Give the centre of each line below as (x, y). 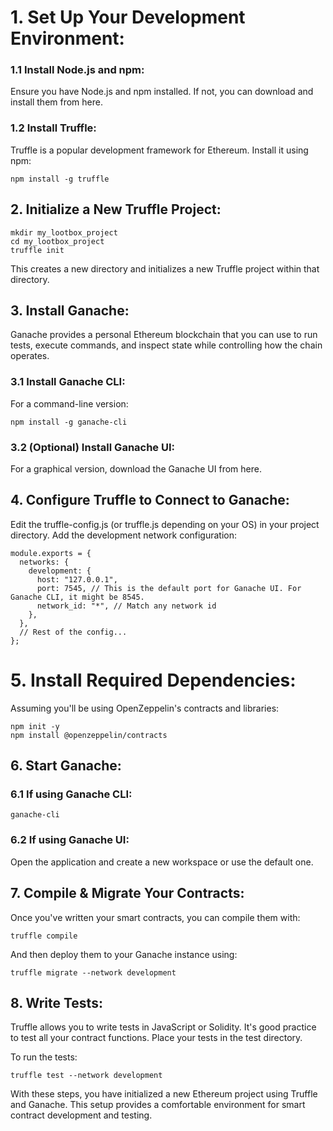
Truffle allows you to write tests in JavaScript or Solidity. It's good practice (163, 1027)
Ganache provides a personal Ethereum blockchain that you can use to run (164, 335)
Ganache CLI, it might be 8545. (77, 597)
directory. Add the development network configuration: (124, 535)
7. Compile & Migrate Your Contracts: (127, 893)
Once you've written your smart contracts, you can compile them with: (155, 917)
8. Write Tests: (56, 1002)
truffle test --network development (86, 1076)
